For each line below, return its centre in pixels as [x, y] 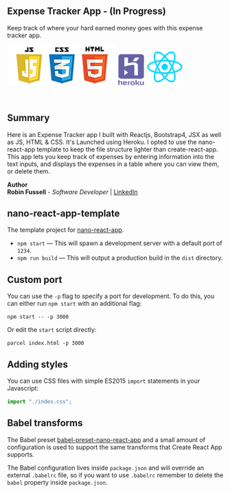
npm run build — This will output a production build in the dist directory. [120, 258]
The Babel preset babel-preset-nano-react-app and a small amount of [106, 439]
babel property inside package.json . [57, 482]
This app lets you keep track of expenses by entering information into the [111, 156]
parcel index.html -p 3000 [46, 344]
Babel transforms [45, 423]
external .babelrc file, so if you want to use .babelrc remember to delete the [115, 475]
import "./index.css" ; [39, 402]
